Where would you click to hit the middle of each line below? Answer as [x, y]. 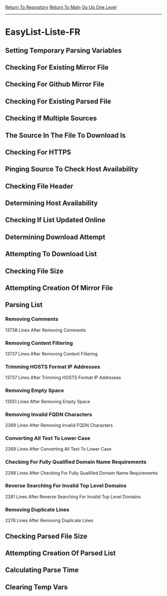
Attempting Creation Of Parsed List [60, 553]
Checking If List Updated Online [55, 220]
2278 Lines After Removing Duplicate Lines [49, 521]
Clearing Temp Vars [37, 587]
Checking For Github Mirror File [55, 84]
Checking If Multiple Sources [51, 119]
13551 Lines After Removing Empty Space [48, 401]
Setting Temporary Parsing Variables [63, 50]
